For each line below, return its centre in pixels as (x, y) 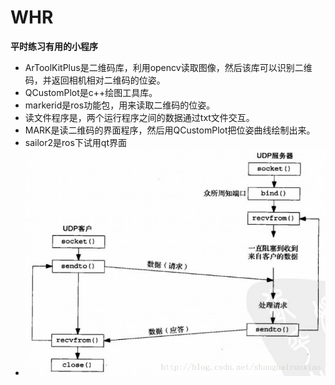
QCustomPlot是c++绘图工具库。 (91, 92)
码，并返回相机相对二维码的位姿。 (95, 80)
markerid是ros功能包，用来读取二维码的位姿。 (120, 105)
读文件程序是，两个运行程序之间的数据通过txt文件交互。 (139, 117)
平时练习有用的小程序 (54, 46)
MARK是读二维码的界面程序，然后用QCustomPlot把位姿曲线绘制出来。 (170, 130)
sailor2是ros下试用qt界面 (76, 142)
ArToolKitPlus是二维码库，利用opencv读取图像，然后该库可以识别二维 (168, 67)
